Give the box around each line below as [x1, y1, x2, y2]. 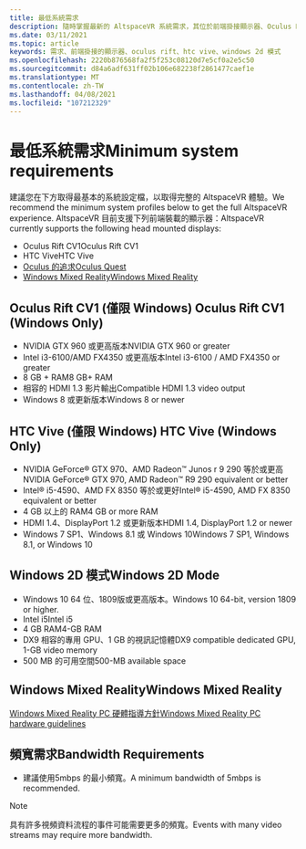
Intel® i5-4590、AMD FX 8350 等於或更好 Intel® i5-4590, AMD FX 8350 [22, 485, 291, 496]
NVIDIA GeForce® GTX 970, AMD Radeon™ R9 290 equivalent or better [22, 474, 289, 485]
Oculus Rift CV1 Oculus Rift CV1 [22, 241, 139, 252]
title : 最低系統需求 [9, 13, 79, 23]
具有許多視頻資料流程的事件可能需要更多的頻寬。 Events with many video [9, 819, 282, 831]
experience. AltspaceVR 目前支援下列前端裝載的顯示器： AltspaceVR [9, 213, 265, 224]
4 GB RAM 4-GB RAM [22, 623, 102, 634]
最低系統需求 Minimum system [9, 141, 240, 161]
